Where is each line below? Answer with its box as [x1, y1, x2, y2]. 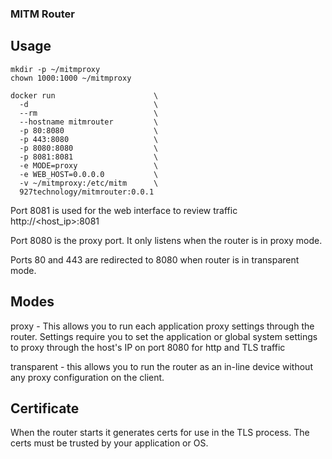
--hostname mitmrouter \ [19, 117, 159, 127]
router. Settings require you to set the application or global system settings [10, 330, 318, 342]
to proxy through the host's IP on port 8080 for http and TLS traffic [10, 341, 286, 353]
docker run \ [10, 90, 159, 101]
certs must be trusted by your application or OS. [10, 437, 209, 449]
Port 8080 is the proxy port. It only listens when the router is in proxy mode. [10, 234, 323, 246]
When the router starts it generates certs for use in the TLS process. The [10, 427, 310, 439]
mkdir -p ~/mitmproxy [10, 64, 101, 74]
